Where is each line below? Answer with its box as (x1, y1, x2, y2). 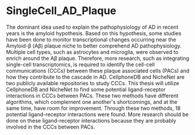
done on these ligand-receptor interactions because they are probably (6, 117, 176, 124)
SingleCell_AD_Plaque (6, 4, 116, 18)
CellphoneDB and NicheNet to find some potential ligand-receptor (6, 86, 166, 93)
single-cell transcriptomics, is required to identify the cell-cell (6, 60, 155, 68)
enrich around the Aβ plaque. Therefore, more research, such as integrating (6, 55, 190, 62)
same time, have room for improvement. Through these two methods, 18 (6, 104, 181, 112)
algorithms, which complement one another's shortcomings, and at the (6, 98, 178, 105)
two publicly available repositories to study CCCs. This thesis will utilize (6, 79, 179, 86)
